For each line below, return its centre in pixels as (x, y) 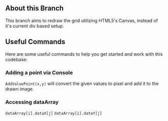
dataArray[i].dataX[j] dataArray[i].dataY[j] (54, 113)
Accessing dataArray (32, 102)
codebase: (16, 59)
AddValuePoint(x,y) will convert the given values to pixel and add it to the (82, 84)
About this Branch (35, 8)
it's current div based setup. (35, 26)
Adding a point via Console (39, 72)
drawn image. (20, 89)
